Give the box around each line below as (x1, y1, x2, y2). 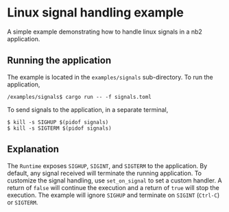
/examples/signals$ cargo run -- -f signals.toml (7, 93, 152, 100)
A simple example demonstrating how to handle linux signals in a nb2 (7, 27, 202, 36)
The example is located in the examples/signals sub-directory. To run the (7, 73, 214, 81)
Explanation (7, 143, 60, 155)
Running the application (7, 55, 112, 67)
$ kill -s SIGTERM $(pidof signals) (7, 125, 112, 132)
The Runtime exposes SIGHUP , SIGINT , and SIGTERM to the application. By (7, 161, 208, 169)
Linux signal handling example (7, 5, 184, 21)
